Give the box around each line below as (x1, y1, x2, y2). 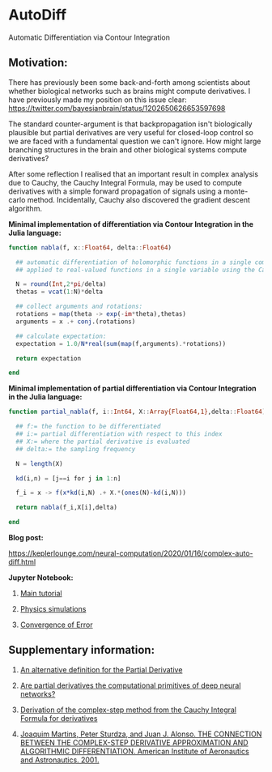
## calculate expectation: (15, 332, 107, 340)
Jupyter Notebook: (8, 573, 74, 582)
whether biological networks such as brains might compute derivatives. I (8, 86, 251, 96)
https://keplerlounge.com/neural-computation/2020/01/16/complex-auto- (8, 548, 253, 558)
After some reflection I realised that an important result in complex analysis (8, 168, 259, 179)
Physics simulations (19, 604, 87, 613)
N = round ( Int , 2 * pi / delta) (15, 280, 107, 288)
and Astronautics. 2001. (19, 755, 100, 765)
